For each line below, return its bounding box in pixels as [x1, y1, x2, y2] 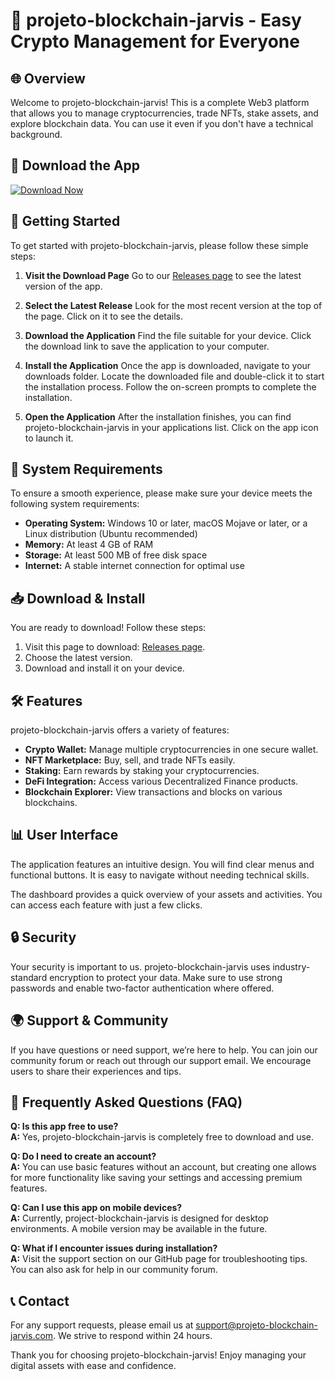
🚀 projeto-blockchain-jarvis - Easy [10, 9, 302, 32]
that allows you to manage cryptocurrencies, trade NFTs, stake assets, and [10, 107, 319, 119]
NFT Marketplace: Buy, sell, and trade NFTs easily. [24, 754, 236, 766]
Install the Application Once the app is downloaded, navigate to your [24, 359, 312, 371]
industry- [272, 960, 311, 973]
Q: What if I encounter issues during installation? [10, 1242, 218, 1254]
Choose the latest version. [24, 652, 133, 664]
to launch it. [24, 432, 74, 444]
